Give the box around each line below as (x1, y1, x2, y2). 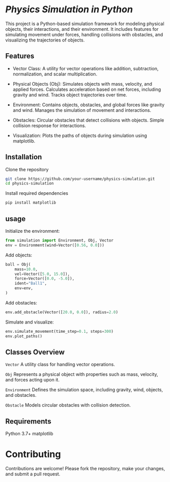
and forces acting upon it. (5, 377, 60, 383)
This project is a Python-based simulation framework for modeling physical (5, 21, 164, 27)
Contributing (5, 449, 61, 460)
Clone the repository (5, 166, 49, 172)
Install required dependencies (5, 190, 68, 196)
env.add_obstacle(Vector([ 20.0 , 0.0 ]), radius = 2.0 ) (5, 309, 118, 315)
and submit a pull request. (5, 471, 61, 477)
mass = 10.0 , (14, 267, 38, 272)
